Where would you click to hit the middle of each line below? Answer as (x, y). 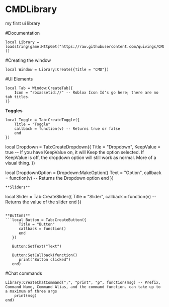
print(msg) (26, 295)
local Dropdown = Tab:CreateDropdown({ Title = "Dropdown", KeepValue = (83, 146)
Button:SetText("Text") (37, 246)
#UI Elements (19, 79)
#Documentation (23, 33)
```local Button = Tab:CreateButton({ (46, 220)
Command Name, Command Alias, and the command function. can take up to (83, 287)
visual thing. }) (20, 163)
